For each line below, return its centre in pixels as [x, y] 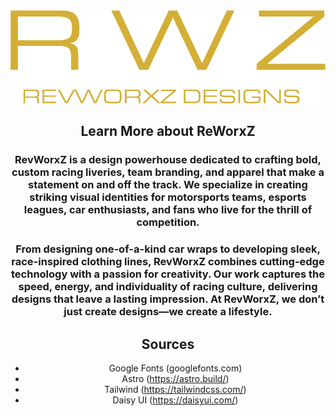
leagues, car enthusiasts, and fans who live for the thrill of [168, 210]
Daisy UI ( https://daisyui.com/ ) [175, 400]
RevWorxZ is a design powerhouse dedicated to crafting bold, [168, 160]
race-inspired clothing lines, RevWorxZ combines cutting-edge [168, 262]
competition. [168, 222]
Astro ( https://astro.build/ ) [175, 379]
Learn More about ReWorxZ [168, 131]
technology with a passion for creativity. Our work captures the [168, 274]
